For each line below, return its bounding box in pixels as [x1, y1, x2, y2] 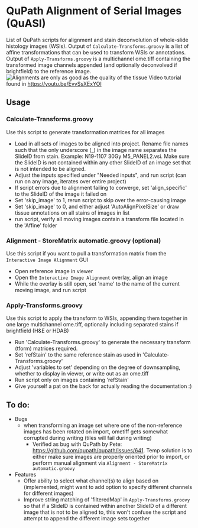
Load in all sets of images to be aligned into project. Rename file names [14, 140, 189, 147]
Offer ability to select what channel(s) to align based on [23, 477, 159, 484]
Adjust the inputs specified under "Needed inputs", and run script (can [14, 171, 187, 179]
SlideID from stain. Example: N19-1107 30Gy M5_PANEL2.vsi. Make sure [14, 153, 190, 160]
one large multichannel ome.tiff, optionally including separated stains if [6, 321, 178, 328]
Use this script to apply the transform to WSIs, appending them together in [6, 315, 188, 322]
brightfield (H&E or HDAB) [6, 327, 69, 335]
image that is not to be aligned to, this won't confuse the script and [23, 508, 187, 516]
